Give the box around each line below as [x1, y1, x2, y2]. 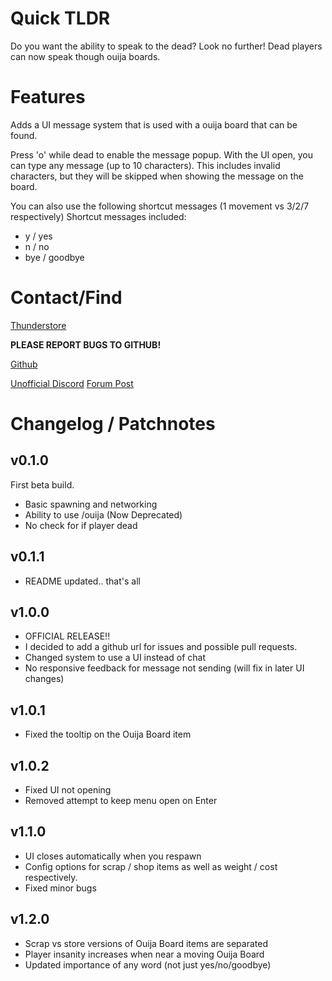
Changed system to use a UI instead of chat [24, 652, 206, 664]
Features [10, 86, 86, 109]
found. [10, 129, 38, 141]
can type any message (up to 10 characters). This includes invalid [10, 159, 281, 171]
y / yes [24, 230, 53, 242]
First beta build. [10, 478, 75, 491]
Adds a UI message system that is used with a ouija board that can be [10, 118, 298, 131]
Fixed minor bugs [24, 882, 97, 894]
